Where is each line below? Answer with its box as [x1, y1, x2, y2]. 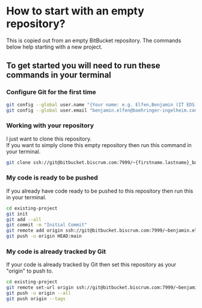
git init [6, 211, 28, 217]
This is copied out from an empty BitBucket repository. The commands [6, 37, 182, 44]
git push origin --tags [6, 296, 66, 302]
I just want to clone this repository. [6, 135, 92, 142]
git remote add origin [6, 228, 63, 234]
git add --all [6, 216, 42, 223]
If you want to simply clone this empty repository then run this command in [6, 141, 192, 148]
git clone [6, 159, 31, 166]
